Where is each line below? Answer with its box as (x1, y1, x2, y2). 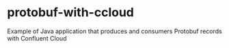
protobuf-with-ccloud (7, 5, 135, 20)
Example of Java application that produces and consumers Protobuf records (7, 27, 222, 35)
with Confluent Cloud (7, 34, 67, 42)
